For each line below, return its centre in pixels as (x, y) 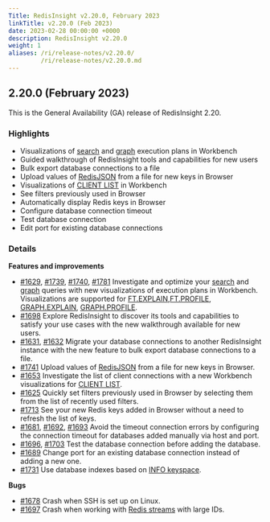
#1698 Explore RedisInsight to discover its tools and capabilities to (129, 316)
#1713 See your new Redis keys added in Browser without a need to (132, 410)
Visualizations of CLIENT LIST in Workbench (93, 185)
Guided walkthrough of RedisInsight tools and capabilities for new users (139, 159)
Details (22, 249)
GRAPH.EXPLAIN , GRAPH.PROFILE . (79, 307)
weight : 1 (25, 46)
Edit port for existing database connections (91, 228)
